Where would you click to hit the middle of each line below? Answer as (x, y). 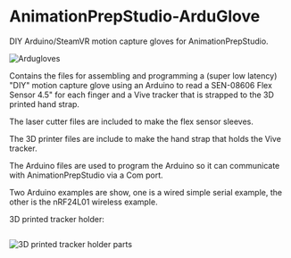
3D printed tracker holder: (57, 219)
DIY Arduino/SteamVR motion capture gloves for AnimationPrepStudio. (139, 41)
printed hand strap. (45, 104)
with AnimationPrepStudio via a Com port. (86, 175)
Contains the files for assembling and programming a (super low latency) (143, 75)
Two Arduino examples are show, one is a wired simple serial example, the (146, 192)
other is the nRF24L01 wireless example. (83, 202)
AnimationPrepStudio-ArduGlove (135, 17)
